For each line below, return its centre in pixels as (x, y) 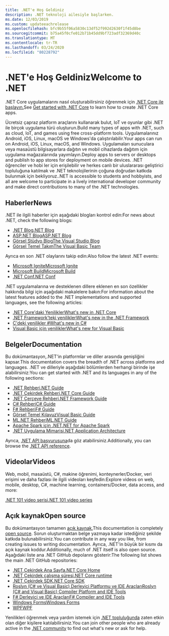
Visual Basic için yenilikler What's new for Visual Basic (68, 329)
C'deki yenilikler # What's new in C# (49, 323)
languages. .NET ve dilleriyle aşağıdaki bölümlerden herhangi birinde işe (80, 368)
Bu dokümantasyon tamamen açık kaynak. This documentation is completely (84, 528)
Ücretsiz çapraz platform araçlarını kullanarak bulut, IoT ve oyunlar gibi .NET (84, 122)
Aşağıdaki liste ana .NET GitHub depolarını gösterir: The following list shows (83, 555)
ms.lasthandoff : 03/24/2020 (35, 48)
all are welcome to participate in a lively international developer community (83, 181)
